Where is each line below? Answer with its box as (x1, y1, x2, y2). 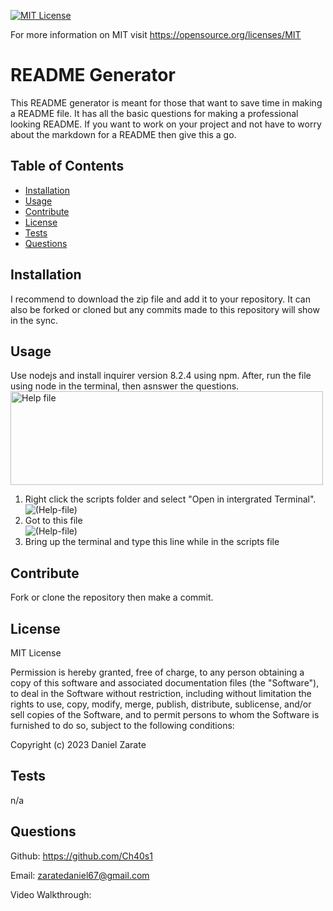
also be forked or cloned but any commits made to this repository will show (10, 303, 320, 315)
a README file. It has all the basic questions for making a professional (10, 107, 299, 119)
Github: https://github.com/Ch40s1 (10, 850, 153, 862)
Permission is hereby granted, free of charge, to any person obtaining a (10, 666, 305, 678)
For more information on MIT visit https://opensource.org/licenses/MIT (10, 29, 302, 40)
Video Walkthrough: (10, 888, 92, 900)
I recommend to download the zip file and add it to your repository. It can (10, 293, 311, 305)
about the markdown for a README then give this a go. (10, 128, 237, 140)
